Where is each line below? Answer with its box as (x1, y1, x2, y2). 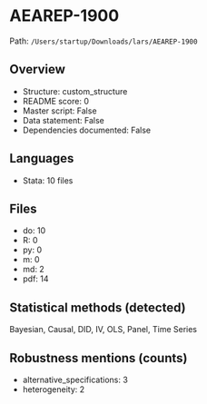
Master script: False (22, 105, 97, 116)
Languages (9, 151, 74, 166)
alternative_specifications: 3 (22, 374, 129, 385)
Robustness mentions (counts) (9, 350, 188, 366)
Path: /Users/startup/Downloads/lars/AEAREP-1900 (9, 35, 198, 46)
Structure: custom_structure (22, 85, 128, 96)
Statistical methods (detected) (9, 300, 186, 315)
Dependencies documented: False (22, 124, 152, 135)
